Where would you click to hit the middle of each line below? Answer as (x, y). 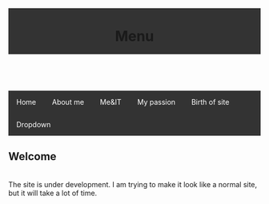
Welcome (32, 156)
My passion (157, 102)
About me (68, 102)
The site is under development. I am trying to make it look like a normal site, (133, 184)
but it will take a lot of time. (53, 193)
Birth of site (210, 102)
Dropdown (34, 124)
